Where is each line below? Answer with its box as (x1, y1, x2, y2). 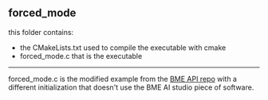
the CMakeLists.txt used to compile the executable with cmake (19, 43, 227, 52)
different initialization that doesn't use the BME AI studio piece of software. (8, 83, 254, 92)
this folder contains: (8, 27, 74, 37)
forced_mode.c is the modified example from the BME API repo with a (8, 74, 238, 83)
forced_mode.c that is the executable (19, 51, 143, 60)
